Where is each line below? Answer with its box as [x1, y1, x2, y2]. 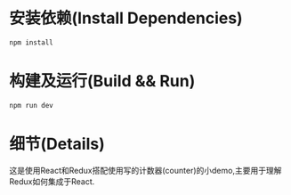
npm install [9, 37, 53, 47]
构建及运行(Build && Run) [9, 71, 196, 91]
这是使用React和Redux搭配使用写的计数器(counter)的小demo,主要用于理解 [9, 165, 282, 175]
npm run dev [9, 101, 53, 110]
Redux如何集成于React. [9, 175, 95, 187]
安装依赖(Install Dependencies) [9, 8, 243, 28]
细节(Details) [9, 134, 105, 154]
